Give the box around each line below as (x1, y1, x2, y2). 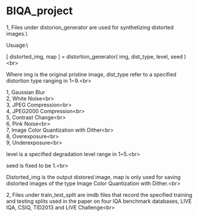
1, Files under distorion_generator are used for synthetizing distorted (6, 24, 174, 31)
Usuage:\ (6, 42, 29, 49)
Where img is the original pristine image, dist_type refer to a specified (6, 71, 177, 78)
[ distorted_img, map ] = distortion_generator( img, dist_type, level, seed (6, 53, 183, 60)
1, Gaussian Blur (6, 88, 46, 95)
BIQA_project (6, 4, 73, 18)
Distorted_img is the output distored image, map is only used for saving (6, 173, 181, 180)
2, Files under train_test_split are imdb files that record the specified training (6, 191, 193, 198)
